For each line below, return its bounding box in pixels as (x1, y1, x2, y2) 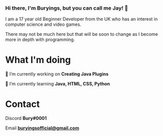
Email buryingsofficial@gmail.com (5, 125, 79, 131)
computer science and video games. (5, 21, 81, 27)
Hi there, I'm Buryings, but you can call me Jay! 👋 (5, 5, 128, 12)
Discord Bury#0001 (5, 115, 47, 121)
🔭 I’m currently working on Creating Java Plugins (5, 71, 109, 77)
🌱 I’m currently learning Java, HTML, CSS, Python (5, 81, 110, 87)
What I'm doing (5, 54, 71, 66)
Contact (5, 99, 40, 110)
